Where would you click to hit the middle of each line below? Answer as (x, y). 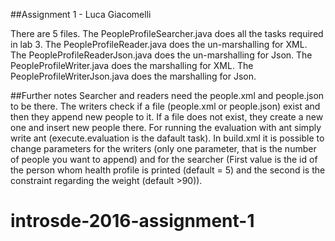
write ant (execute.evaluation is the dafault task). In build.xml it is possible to (167, 138)
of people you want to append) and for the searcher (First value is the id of (164, 159)
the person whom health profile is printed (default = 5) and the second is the (168, 170)
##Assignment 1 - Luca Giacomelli (81, 14)
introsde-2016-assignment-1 (132, 221)
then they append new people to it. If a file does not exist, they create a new (167, 117)
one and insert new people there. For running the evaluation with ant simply (166, 127)
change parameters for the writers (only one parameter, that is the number (163, 148)
